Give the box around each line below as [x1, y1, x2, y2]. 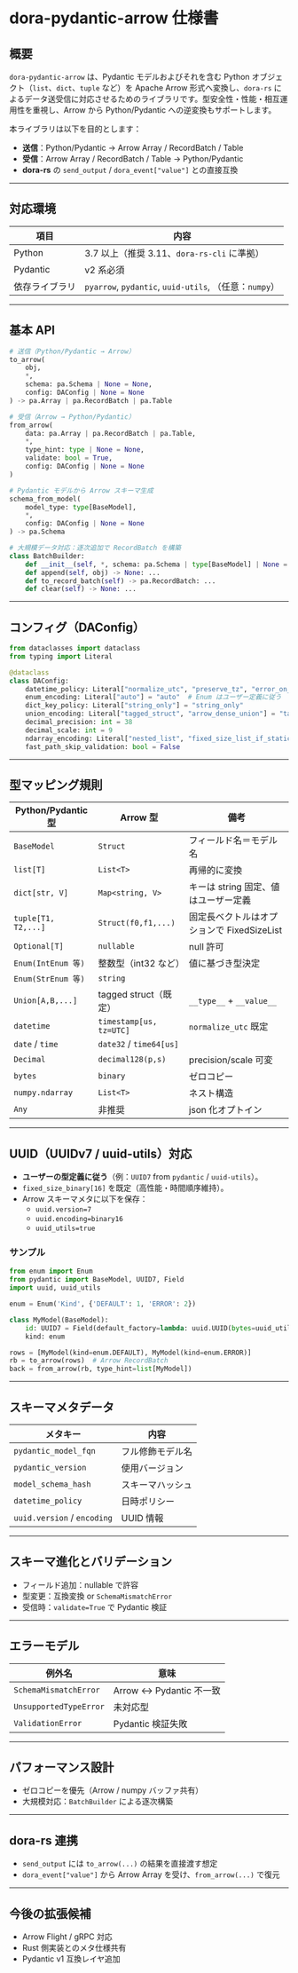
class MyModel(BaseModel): [9, 1315, 109, 1324]
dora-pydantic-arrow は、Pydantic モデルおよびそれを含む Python [9, 72, 250, 82]
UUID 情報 [121, 1512, 164, 1525]
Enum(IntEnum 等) [13, 959, 86, 968]
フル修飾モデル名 [121, 1446, 193, 1458]
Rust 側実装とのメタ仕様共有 [21, 1943, 127, 1953]
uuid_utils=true [35, 1224, 96, 1234]
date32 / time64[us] [98, 1038, 179, 1050]
